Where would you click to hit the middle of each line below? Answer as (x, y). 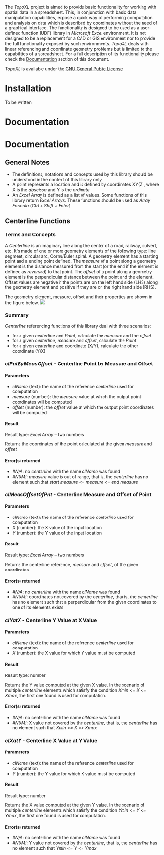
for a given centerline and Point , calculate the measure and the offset (82, 336)
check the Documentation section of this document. (57, 59)
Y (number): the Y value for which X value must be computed (74, 773)
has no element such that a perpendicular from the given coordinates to (84, 602)
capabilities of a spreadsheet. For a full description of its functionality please (82, 54)
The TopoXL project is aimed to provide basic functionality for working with (81, 7)
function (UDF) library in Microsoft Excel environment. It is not (84, 33)
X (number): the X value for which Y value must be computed (74, 653)
